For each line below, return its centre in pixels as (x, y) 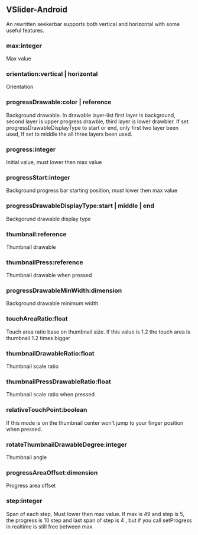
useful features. (25, 30)
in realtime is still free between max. (50, 526)
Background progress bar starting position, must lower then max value (92, 190)
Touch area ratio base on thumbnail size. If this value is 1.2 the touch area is (98, 332)
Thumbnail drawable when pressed (49, 275)
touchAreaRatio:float (37, 319)
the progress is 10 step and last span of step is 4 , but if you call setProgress (99, 520)
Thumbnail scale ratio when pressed (50, 395)
